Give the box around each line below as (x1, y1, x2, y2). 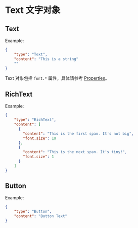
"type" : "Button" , (14, 209, 52, 214)
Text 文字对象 (5, 4, 61, 16)
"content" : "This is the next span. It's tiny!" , (23, 150, 127, 155)
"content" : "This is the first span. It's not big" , (23, 131, 134, 136)
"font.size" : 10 (23, 136, 56, 141)
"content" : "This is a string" (14, 57, 79, 61)
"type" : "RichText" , (14, 117, 56, 122)
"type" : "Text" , (14, 52, 48, 57)
